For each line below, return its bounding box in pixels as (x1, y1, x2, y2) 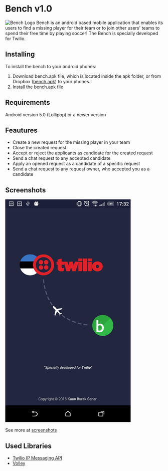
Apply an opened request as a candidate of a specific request (12, 161, 140, 167)
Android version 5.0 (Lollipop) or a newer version (5, 111, 106, 118)
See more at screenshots (5, 427, 57, 433)
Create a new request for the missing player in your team (12, 139, 130, 145)
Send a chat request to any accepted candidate (12, 155, 111, 161)
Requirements (5, 98, 50, 107)
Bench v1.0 (5, 3, 53, 15)
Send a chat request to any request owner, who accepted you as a (12, 166, 150, 172)
